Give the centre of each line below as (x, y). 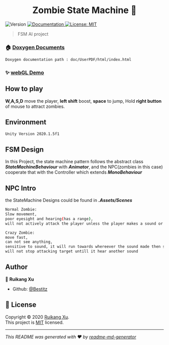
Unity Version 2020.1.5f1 (32, 134)
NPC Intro (21, 188)
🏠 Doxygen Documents (35, 47)
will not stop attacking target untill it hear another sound (72, 251)
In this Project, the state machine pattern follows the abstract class (74, 162)
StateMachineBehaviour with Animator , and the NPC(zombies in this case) (84, 167)
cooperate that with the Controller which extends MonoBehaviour (74, 172)
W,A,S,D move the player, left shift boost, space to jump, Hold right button (83, 101)
